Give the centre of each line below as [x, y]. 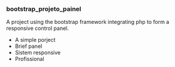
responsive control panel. [37, 28]
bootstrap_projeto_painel [44, 9]
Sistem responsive [38, 53]
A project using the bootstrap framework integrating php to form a [88, 22]
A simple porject [35, 40]
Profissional [29, 59]
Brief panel [28, 46]
